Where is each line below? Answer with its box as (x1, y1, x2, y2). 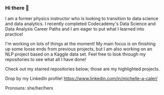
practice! (5, 32, 23, 37)
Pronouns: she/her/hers (5, 85, 53, 91)
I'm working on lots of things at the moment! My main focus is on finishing (5, 41, 156, 47)
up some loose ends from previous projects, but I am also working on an (5, 46, 152, 52)
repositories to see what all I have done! (5, 57, 86, 63)
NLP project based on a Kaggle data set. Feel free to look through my (5, 51, 146, 57)
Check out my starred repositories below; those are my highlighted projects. (5, 66, 160, 72)
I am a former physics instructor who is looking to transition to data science (5, 16, 159, 22)
